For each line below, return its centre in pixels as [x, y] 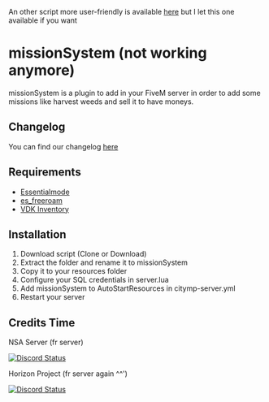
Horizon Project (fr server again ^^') [68, 374]
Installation [37, 234]
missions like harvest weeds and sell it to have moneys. [101, 102]
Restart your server [52, 297]
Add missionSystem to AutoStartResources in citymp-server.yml [128, 288]
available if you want [43, 20]
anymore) [42, 70]
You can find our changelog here [63, 146]
